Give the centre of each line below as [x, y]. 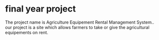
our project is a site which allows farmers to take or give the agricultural [77, 27]
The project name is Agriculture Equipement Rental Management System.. [80, 22]
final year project [40, 9]
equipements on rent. [27, 32]
